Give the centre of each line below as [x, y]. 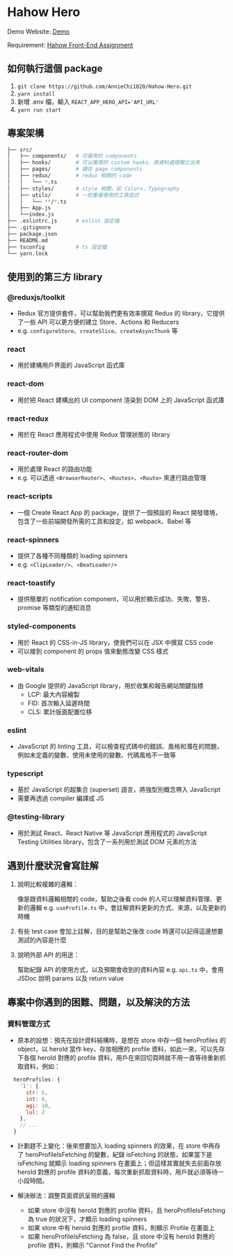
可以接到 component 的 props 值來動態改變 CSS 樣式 [93, 651]
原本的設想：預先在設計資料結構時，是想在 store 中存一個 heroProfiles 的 [121, 1040]
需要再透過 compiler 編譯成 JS [61, 798]
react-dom [25, 384]
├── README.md [28, 240]
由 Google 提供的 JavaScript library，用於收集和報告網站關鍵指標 [110, 685]
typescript [25, 774]
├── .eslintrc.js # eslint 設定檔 [63, 221]
